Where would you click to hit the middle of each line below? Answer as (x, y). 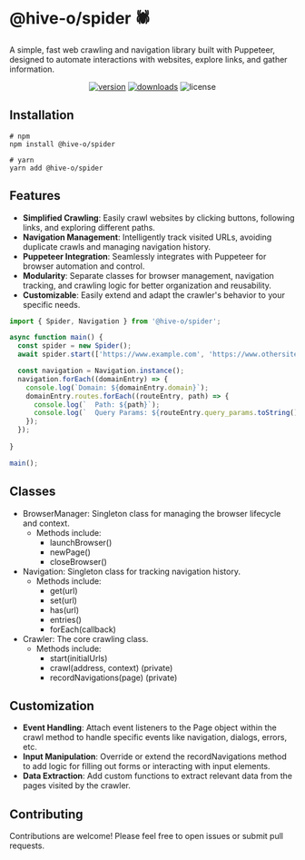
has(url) (64, 609)
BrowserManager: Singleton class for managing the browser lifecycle (152, 513)
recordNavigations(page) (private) (113, 677)
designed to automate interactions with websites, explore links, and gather (148, 59)
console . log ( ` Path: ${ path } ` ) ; (97, 405)
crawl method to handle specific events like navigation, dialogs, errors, (155, 737)
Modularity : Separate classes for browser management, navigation (148, 275)
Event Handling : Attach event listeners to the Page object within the (149, 727)
